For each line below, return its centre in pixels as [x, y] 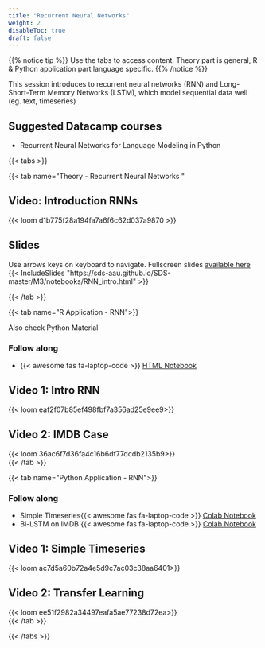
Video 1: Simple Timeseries [77, 549]
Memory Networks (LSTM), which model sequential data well [148, 93]
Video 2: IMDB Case [58, 435]
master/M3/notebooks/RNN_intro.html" [72, 281]
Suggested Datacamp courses [85, 126]
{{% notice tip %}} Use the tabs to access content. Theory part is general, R [133, 60]
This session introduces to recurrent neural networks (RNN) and [113, 84]
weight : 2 [25, 23]
